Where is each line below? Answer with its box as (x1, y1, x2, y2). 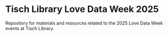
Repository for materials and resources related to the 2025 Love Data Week (5, 20, 163, 26)
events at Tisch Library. (5, 25, 54, 31)
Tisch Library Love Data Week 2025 (5, 3, 159, 15)
